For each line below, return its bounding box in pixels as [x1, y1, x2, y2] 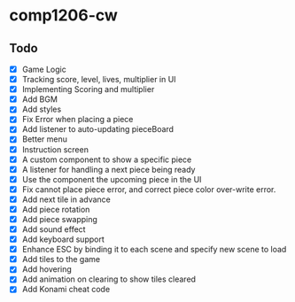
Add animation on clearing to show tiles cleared [21, 274, 197, 284]
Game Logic [21, 64, 66, 74]
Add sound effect [21, 224, 86, 235]
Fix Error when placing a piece [21, 114, 134, 125]
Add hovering [21, 264, 73, 275]
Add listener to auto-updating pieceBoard [21, 124, 175, 135]
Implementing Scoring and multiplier [21, 84, 155, 95]
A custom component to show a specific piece [21, 154, 192, 165]
